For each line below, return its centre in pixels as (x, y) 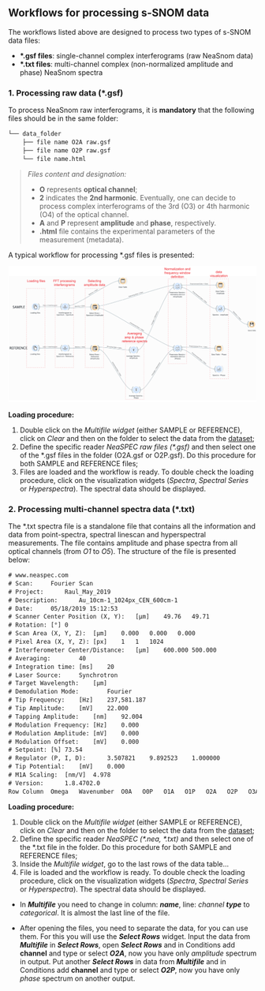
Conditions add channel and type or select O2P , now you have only (130, 970)
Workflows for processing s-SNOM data (109, 13)
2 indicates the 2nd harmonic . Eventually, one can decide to (138, 197)
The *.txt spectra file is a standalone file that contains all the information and (132, 526)
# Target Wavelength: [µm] (58, 683)
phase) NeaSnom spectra (61, 72)
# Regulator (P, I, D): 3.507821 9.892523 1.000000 (114, 758)
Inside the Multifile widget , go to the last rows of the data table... (124, 864)
